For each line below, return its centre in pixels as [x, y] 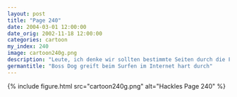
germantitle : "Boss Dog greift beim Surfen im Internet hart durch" [110, 66]
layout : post [26, 14]
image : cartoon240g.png [42, 53]
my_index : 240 [28, 46]
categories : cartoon [38, 40]
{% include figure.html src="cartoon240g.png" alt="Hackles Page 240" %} [116, 86]
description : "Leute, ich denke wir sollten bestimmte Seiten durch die [116, 60]
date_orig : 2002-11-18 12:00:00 [55, 33]
